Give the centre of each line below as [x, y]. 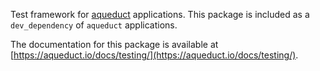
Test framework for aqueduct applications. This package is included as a [160, 14]
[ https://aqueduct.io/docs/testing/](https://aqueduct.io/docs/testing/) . [154, 55]
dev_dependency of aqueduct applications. [94, 25]
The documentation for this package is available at [114, 44]
